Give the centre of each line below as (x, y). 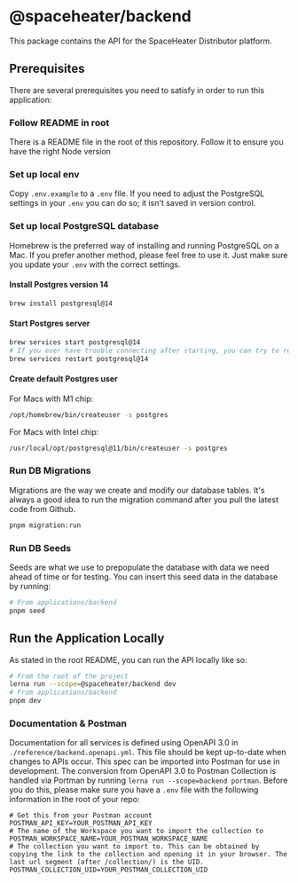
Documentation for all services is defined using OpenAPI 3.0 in (124, 743)
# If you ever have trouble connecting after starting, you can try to (144, 351)
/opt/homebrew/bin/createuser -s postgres (89, 414)
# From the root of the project (69, 676)
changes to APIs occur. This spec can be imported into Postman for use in (145, 761)
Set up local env (44, 174)
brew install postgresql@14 (61, 304)
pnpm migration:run (45, 525)
